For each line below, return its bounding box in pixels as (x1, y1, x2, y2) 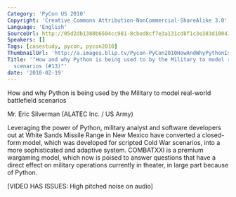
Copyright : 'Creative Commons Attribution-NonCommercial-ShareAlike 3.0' (7, 17, 228, 24)
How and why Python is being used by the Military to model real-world (7, 89, 211, 97)
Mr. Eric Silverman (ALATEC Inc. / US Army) (7, 110, 133, 118)
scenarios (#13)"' (13, 63, 68, 70)
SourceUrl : (7, 30, 39, 37)
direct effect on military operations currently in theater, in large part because (7, 160, 229, 169)
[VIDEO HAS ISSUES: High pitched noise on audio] (7, 182, 153, 190)
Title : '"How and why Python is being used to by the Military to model (7, 56, 225, 63)
